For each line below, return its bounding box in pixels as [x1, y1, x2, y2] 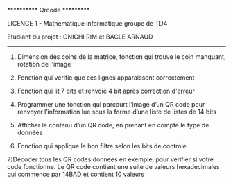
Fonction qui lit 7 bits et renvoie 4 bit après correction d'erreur [17, 87, 196, 95]
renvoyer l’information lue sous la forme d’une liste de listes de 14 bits [17, 107, 217, 116]
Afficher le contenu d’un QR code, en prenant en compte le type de [17, 121, 209, 129]
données [17, 128, 43, 136]
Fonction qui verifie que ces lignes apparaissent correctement [17, 73, 195, 82]
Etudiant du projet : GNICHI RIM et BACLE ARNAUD [7, 33, 153, 41]
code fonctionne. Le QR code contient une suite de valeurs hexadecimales [7, 163, 220, 170]
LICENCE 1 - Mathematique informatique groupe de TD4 [7, 19, 168, 27]
